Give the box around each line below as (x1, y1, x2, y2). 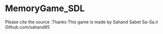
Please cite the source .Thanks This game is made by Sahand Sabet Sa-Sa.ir (5, 19, 159, 25)
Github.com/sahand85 (5, 24, 50, 30)
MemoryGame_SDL (5, 3, 85, 14)
